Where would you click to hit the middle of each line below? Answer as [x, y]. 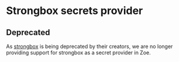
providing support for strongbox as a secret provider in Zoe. [79, 53]
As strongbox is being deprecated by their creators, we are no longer [89, 46]
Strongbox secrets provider [75, 11]
